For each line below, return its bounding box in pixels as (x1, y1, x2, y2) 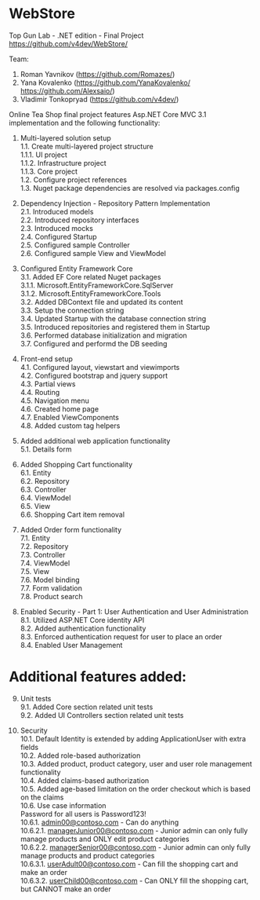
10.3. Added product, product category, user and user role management (20, 759, 253, 768)
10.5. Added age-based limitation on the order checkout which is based (20, 784, 251, 793)
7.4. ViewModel (20, 558, 70, 568)
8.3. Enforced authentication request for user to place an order (20, 631, 222, 641)
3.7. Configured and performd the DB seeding (20, 338, 168, 348)
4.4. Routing (20, 387, 60, 397)
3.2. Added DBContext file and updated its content (20, 297, 183, 306)
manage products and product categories (20, 851, 155, 860)
